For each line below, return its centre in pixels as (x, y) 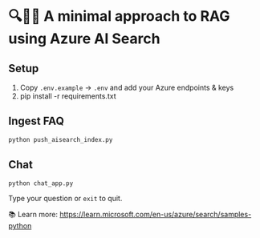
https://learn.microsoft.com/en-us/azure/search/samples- (156, 215)
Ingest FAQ (36, 121)
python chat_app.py (41, 183)
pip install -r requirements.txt (68, 96)
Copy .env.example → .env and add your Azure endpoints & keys (127, 87)
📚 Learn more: (33, 215)
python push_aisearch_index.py (61, 139)
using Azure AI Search (84, 39)
